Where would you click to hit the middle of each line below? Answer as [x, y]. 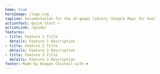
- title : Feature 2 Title [31, 46]
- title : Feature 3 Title [31, 55]
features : [15, 32]
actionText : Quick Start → [32, 23]
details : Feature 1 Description [42, 41]
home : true [16, 9]
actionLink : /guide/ [26, 28]
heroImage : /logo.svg [27, 14]
